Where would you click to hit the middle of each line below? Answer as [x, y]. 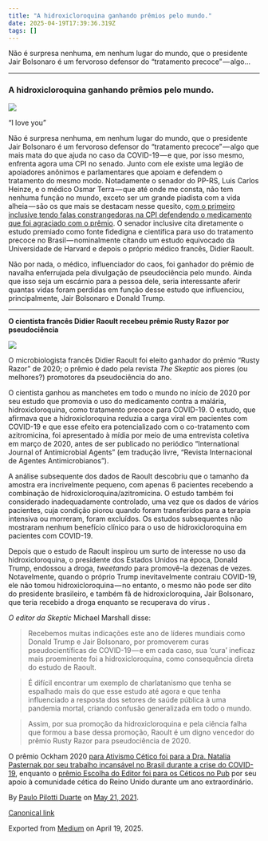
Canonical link [32, 812]
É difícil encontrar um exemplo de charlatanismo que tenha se [129, 683]
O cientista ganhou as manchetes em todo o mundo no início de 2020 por [129, 392]
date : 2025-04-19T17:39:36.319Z [62, 23]
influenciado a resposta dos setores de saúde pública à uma [127, 699]
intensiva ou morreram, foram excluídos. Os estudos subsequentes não [126, 519]
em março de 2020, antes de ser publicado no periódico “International [124, 443]
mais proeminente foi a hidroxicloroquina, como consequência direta [140, 659]
